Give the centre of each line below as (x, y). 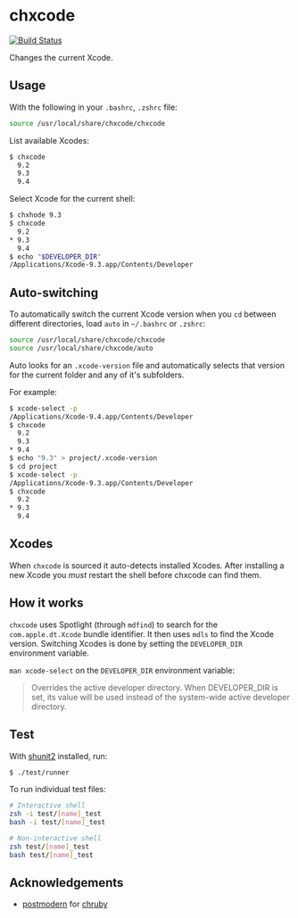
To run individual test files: (58, 790)
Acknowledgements (66, 883)
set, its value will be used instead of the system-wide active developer (160, 697)
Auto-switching (54, 292)
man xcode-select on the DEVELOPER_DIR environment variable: (122, 670)
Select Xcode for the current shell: (72, 199)
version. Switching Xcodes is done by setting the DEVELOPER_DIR (126, 643)
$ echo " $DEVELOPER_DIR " (55, 256)
